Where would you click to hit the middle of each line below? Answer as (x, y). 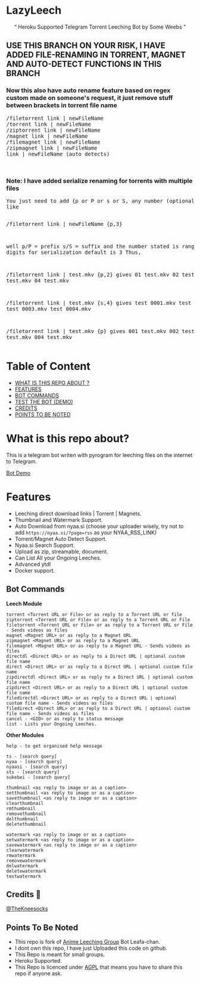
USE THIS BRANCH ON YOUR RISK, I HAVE (86, 46)
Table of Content (49, 366)
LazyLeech (34, 10)
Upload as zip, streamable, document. (61, 551)
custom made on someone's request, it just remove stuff (90, 98)
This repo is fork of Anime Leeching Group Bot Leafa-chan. (87, 942)
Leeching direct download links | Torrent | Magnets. (78, 514)
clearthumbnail (25, 803)
